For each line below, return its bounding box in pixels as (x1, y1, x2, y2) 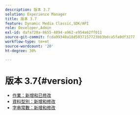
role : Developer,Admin (5, 26, 52, 30)
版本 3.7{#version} (5, 75, 83, 86)
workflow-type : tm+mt (5, 39, 50, 44)
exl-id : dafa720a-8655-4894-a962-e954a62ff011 (5, 30, 102, 35)
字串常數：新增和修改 (12, 105, 56, 111)
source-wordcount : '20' (5, 44, 54, 49)
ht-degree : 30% (5, 48, 36, 53)
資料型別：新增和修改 (12, 99, 56, 105)
